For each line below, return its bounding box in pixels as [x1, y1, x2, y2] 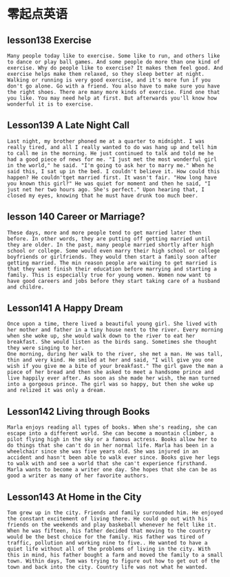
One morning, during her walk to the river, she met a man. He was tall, [7, 351, 224, 358]
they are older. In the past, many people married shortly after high [7, 241, 214, 248]
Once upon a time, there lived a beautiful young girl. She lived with [7, 320, 217, 328]
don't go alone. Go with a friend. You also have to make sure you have [7, 83, 220, 90]
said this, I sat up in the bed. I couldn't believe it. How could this [7, 168, 220, 175]
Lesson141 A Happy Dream [7, 302, 124, 314]
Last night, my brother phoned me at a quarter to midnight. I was [7, 137, 205, 145]
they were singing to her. [7, 344, 85, 352]
